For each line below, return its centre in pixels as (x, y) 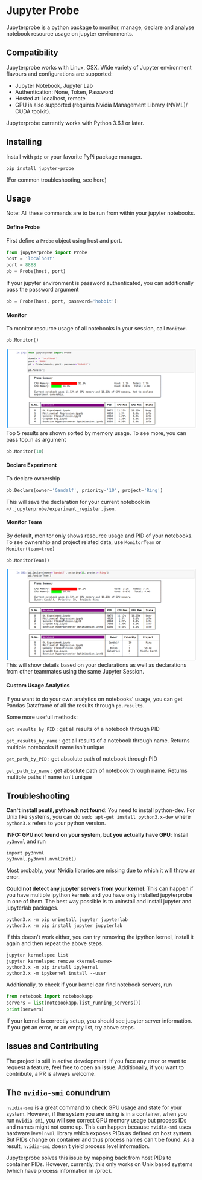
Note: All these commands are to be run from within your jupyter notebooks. (101, 213)
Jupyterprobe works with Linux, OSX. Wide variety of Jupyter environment (99, 67)
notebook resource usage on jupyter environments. (70, 33)
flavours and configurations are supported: (59, 74)
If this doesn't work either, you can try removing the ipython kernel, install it (100, 937)
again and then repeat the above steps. (55, 943)
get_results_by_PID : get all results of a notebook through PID (83, 729)
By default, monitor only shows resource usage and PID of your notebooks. (99, 536)
